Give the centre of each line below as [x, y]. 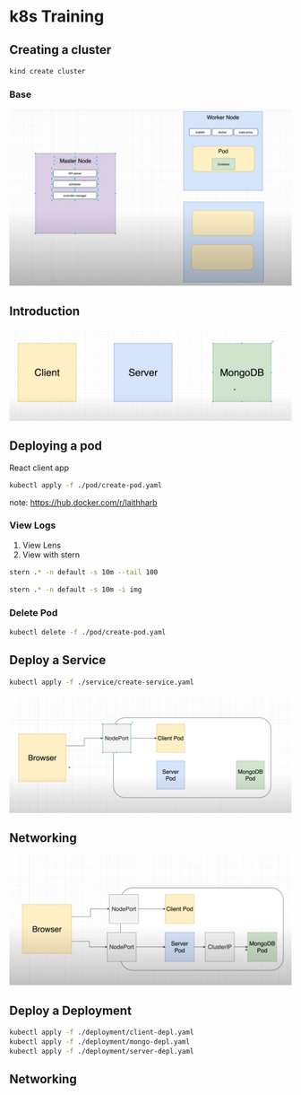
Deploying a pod [56, 446]
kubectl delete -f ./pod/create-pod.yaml [88, 632]
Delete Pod [34, 612]
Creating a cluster [60, 50]
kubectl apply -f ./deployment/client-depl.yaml [102, 1033]
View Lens [41, 545]
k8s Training [57, 17]
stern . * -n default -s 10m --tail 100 [84, 572]
